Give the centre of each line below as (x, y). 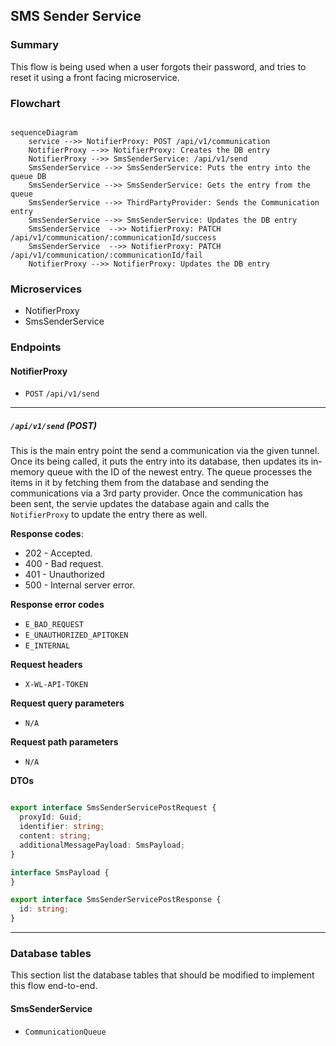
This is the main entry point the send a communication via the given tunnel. (165, 451)
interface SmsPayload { (60, 872)
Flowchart (35, 103)
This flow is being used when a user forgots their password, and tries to (158, 66)
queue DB (28, 176)
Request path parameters (64, 742)
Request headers (46, 665)
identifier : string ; (62, 827)
